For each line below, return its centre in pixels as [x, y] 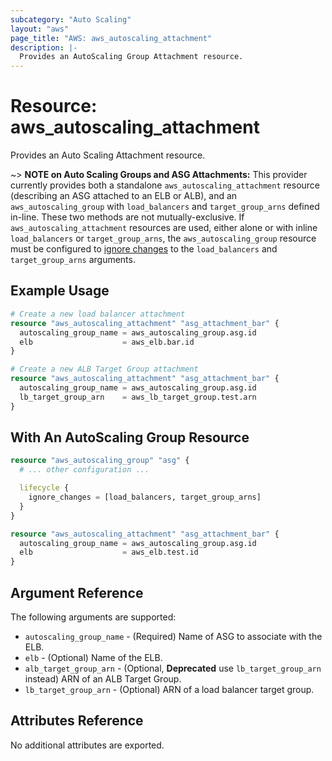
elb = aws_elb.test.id [109, 552]
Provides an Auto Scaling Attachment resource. [108, 155]
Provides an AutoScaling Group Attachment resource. [131, 57]
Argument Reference [77, 592]
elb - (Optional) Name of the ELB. [93, 657]
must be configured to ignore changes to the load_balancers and [144, 249]
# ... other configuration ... [84, 470]
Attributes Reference [77, 721]
